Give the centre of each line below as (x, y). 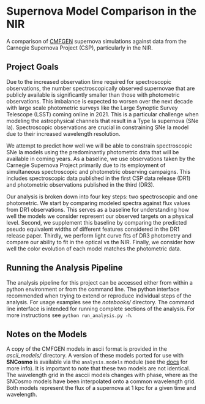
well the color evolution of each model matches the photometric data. (94, 249)
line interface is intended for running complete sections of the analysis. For (101, 309)
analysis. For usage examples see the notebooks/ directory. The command (100, 302)
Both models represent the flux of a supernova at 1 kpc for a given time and (101, 388)
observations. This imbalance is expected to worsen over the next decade (100, 101)
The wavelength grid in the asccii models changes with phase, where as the (102, 375)
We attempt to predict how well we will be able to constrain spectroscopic (99, 146)
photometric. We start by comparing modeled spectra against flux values (99, 203)
